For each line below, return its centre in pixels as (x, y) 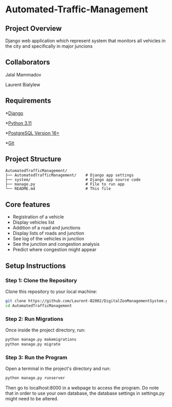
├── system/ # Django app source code (73, 180)
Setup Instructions (36, 266)
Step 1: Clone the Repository (41, 280)
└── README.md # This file (58, 189)
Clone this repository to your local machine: (51, 292)
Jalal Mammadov (23, 74)
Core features (28, 205)
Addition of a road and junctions (47, 228)
